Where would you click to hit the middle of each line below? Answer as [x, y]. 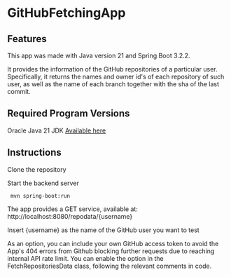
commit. [19, 92]
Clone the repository [37, 169]
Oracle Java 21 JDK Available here [57, 130]
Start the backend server [43, 183]
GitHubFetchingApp [66, 13]
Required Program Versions [69, 114]
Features [27, 39]
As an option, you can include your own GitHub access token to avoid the [113, 243]
